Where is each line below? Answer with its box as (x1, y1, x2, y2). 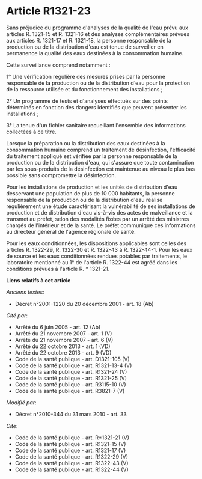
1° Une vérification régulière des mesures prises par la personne (6, 73, 166, 80)
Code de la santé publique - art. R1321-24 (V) (14, 368, 127, 375)
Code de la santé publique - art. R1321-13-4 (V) (14, 362, 132, 369)
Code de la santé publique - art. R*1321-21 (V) (14, 434, 130, 441)
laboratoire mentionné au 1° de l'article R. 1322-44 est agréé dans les (6, 258, 178, 266)
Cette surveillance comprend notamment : (6, 61, 111, 69)
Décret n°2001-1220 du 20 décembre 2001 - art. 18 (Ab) (14, 300, 155, 307)
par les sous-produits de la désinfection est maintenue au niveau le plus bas (6, 165, 195, 172)
